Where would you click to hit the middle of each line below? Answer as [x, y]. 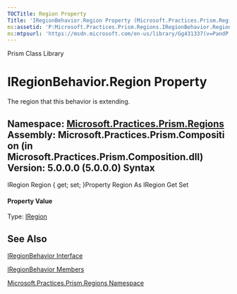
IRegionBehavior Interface [45, 256]
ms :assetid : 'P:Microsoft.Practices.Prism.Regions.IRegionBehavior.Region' [121, 27]
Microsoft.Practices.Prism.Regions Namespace [76, 283]
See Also [27, 239]
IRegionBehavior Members [46, 269]
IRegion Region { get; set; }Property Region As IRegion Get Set [98, 185]
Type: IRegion [28, 216]
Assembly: [32, 135]
